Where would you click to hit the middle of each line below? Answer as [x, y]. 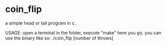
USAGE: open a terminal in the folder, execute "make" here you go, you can [83, 32]
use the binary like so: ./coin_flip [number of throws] [59, 38]
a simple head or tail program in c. [41, 23]
